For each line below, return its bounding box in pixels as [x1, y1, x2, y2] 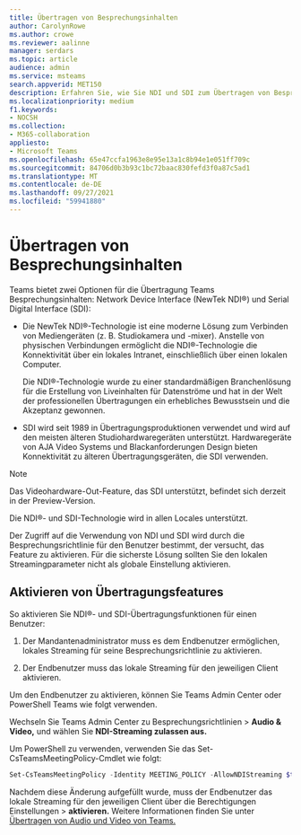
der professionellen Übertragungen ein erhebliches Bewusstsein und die [21, 395, 290, 406]
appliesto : [9, 138, 50, 147]
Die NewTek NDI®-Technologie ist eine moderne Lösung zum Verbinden [21, 321, 288, 331]
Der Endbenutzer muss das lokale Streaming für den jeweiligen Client [21, 662, 279, 673]
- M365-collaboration [9, 130, 90, 139]
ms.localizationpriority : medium [9, 96, 134, 106]
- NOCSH [9, 113, 39, 122]
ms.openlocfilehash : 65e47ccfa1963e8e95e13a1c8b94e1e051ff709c [9, 154, 251, 164]
